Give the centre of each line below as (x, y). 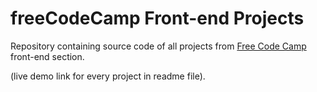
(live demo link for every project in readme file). (108, 76)
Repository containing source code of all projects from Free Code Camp (158, 46)
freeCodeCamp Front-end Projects (157, 18)
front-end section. (47, 56)
